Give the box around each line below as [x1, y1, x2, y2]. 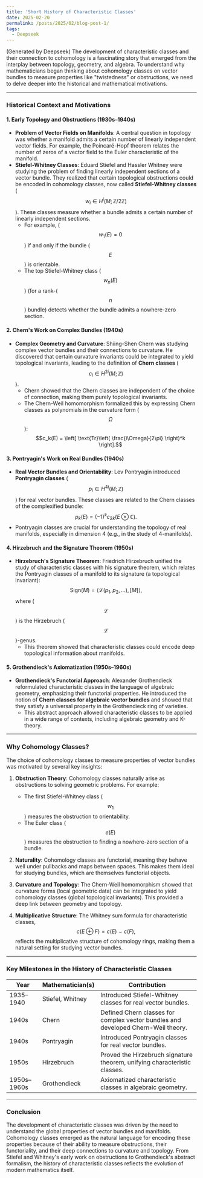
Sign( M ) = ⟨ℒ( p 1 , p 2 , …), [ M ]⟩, [69, 587, 143, 596]
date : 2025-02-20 [6, 15, 50, 21]
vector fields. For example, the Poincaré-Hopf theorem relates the [14, 142, 179, 149]
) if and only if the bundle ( [24, 241, 91, 249]
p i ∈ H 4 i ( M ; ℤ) [88, 484, 124, 493]
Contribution [128, 980, 166, 989]
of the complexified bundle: [14, 503, 84, 510]
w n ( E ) [103, 276, 118, 285]
